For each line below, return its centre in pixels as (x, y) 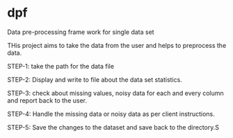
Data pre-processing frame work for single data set (81, 32)
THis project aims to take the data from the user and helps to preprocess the (117, 45)
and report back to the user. (47, 100)
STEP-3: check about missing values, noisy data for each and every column (115, 93)
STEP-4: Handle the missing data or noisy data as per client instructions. (111, 114)
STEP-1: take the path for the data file (61, 66)
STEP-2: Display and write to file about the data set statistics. (95, 79)
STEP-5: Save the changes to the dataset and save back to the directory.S (113, 127)
